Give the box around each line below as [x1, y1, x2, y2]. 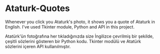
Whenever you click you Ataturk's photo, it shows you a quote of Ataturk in [5, 19, 156, 25]
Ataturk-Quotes [5, 3, 70, 14]
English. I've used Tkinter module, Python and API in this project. [5, 24, 135, 29]
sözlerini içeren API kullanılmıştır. [5, 43, 71, 49]
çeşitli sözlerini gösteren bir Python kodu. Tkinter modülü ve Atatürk [5, 38, 142, 44]
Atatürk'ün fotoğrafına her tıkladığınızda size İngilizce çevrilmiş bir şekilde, [5, 33, 154, 39]
